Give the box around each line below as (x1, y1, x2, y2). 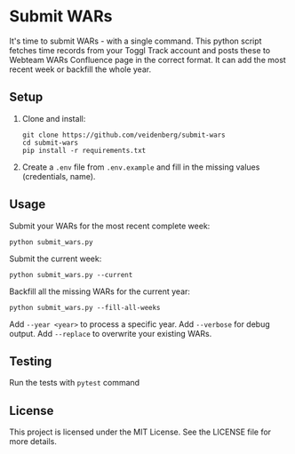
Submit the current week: (9, 253, 102, 264)
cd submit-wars (21, 138, 79, 147)
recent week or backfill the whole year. (9, 64, 152, 75)
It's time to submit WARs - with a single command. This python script (9, 36, 262, 46)
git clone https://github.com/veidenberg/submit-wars (21, 131, 226, 139)
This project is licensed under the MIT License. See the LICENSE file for (9, 426, 272, 437)
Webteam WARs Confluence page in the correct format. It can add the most (9, 54, 286, 65)
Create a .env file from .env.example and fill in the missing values (21, 162, 260, 172)
